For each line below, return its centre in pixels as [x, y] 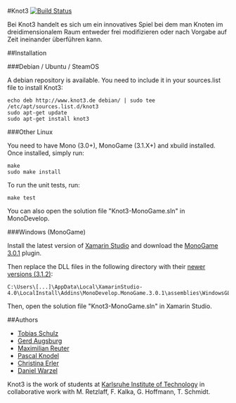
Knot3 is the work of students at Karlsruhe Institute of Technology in [106, 384]
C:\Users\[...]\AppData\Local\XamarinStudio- [75, 287]
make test [22, 198]
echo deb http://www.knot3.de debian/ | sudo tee [81, 100]
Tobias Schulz [38, 333]
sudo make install [34, 172]
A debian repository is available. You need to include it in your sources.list [114, 80]
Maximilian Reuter [43, 348]
